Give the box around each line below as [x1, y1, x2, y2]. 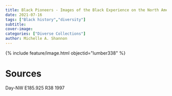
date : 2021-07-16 [5, 12, 42, 17]
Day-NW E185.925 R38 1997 [5, 85, 65, 91]
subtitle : [5, 21, 27, 27]
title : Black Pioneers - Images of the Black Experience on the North [5, 7, 159, 13]
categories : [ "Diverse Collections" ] [5, 31, 86, 36]
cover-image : [5, 27, 33, 32]
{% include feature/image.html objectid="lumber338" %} [5, 50, 126, 56]
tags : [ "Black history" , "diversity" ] [5, 17, 86, 22]
